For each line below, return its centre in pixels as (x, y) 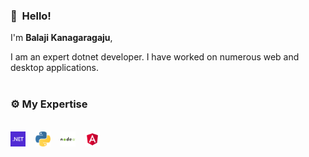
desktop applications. (54, 68)
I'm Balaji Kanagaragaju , (61, 38)
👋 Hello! (31, 16)
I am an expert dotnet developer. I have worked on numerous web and (155, 57)
